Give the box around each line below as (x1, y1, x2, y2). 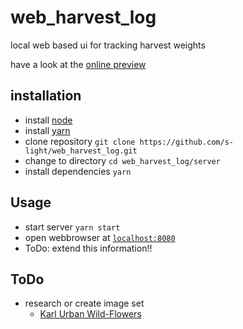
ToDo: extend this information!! (24, 242, 153, 254)
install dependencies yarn (24, 165, 132, 177)
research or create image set (24, 297, 145, 310)
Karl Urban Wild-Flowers (39, 308, 142, 320)
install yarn (24, 124, 71, 136)
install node (24, 114, 73, 126)
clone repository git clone (24, 135, 136, 147)
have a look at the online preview (10, 58, 147, 70)
